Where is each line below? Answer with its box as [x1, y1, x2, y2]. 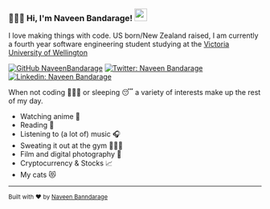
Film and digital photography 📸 [19, 150, 122, 159]
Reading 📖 [19, 121, 55, 130]
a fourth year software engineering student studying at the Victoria [8, 39, 230, 49]
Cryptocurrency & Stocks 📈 [19, 158, 113, 168]
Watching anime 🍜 [19, 112, 80, 121]
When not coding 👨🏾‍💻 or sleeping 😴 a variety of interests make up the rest [8, 88, 261, 97]
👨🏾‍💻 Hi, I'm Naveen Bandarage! [8, 12, 133, 23]
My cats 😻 [19, 170, 56, 180]
